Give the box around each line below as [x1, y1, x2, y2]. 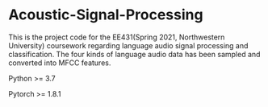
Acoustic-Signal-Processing [8, 6, 203, 24]
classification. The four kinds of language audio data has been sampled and [8, 49, 261, 59]
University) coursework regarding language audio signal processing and [8, 40, 249, 50]
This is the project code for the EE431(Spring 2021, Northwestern [8, 32, 225, 42]
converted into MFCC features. [8, 58, 111, 68]
